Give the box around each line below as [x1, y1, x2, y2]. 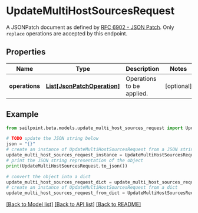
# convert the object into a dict [6, 173, 91, 179]
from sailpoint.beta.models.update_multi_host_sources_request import [6, 125, 183, 131]
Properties [6, 47, 46, 57]
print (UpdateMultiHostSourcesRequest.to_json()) [6, 163, 128, 169]
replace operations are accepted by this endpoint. [6, 30, 128, 37]
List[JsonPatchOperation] [45, 81, 120, 90]
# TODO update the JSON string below [6, 136, 99, 142]
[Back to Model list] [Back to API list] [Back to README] [6, 201, 141, 208]
